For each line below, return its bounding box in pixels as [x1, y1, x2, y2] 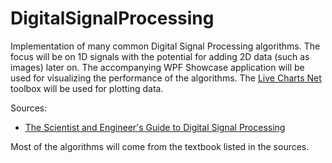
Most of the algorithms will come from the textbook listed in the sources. [10, 140, 310, 152]
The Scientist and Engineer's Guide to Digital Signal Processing [24, 121, 286, 133]
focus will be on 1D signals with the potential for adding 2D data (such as [10, 50, 310, 62]
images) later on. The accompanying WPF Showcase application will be [10, 61, 305, 73]
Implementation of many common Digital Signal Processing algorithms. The [10, 40, 321, 52]
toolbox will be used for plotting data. [10, 82, 164, 94]
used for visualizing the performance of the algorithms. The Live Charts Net [10, 72, 322, 84]
